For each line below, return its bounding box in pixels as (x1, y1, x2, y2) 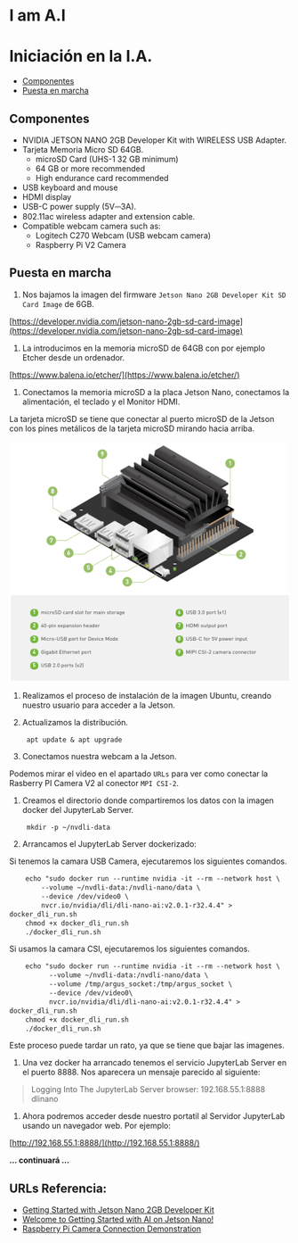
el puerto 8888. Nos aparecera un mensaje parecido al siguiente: (21, 1067, 261, 1078)
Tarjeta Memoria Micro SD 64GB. (21, 144, 144, 154)
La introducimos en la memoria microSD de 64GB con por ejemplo (21, 343, 265, 353)
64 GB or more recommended (35, 162, 146, 174)
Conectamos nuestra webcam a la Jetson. (21, 751, 177, 762)
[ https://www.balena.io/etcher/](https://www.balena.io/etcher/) (9, 369, 240, 380)
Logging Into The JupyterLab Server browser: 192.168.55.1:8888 (30, 1084, 266, 1095)
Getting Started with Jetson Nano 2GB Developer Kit (21, 1205, 215, 1215)
